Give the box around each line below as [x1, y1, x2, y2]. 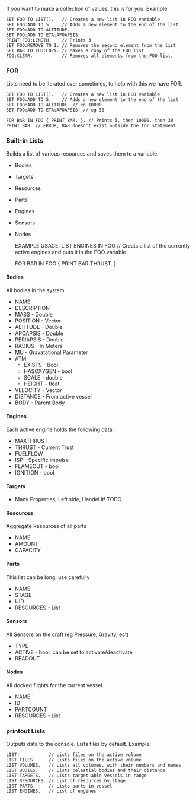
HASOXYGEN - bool [23, 368, 72, 375]
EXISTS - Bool [23, 361, 58, 368]
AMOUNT [14, 540, 38, 548]
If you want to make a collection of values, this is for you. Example [6, 5, 168, 12]
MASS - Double [14, 311, 53, 318]
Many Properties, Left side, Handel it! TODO [14, 496, 122, 503]
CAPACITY [14, 546, 41, 554]
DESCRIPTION [14, 304, 50, 311]
